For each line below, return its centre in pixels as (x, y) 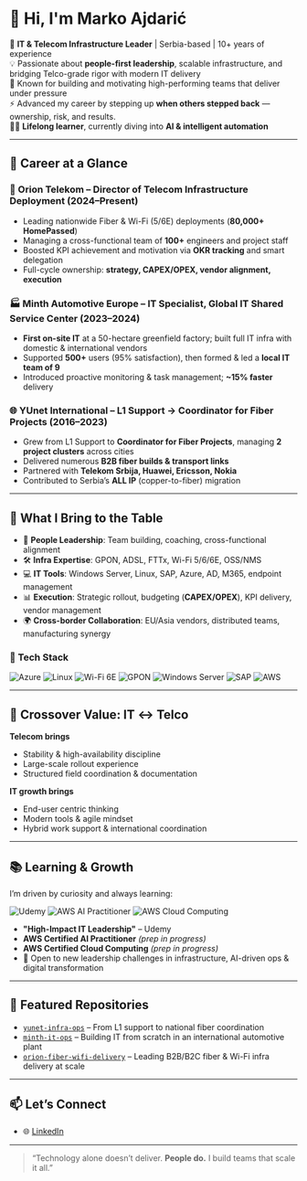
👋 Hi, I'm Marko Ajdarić (98, 19)
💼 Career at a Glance (69, 164)
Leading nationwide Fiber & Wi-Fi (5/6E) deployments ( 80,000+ (143, 221)
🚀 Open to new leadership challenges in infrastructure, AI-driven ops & (156, 958)
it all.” (42, 1167)
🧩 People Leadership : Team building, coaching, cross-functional (144, 540)
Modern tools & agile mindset (78, 819)
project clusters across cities (78, 452)
